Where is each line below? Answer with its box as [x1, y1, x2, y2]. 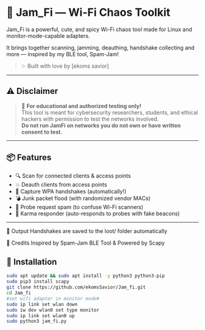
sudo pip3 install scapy [6, 279, 70, 285]
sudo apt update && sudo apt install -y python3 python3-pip [6, 273, 165, 279]
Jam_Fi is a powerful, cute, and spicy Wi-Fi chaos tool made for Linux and [6, 26, 192, 33]
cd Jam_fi [6, 290, 32, 296]
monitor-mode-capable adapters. [6, 32, 90, 39]
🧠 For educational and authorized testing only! [21, 102, 142, 109]
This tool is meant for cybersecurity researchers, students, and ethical [21, 109, 198, 116]
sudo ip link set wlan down [6, 301, 78, 307]
